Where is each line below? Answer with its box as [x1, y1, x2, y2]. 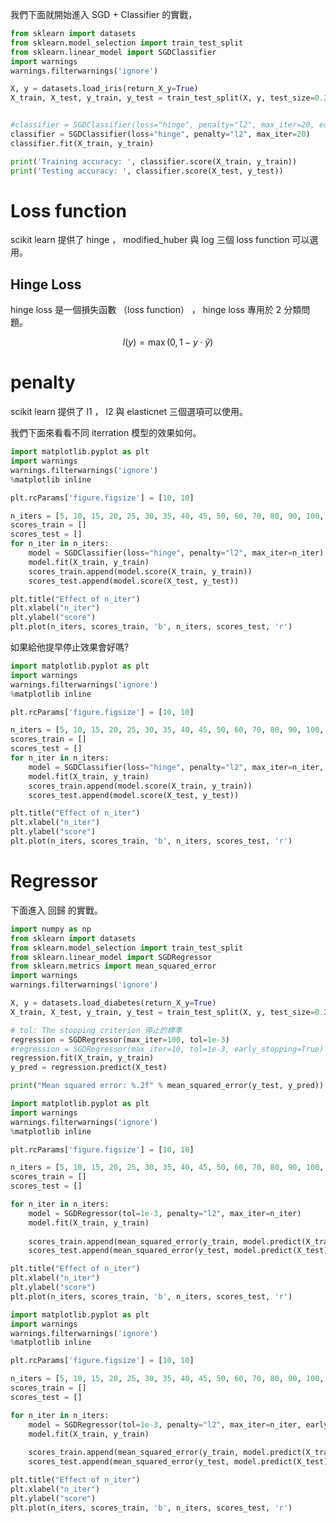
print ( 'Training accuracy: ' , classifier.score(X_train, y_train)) [10, 156, 298, 167]
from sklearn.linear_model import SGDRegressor [10, 952, 213, 962]
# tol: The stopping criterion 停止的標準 [10, 1025, 183, 1035]
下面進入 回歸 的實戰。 [10, 904, 103, 916]
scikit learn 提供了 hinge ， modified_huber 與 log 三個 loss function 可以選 [10, 234, 319, 246]
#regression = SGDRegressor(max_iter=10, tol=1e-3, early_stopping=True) [10, 1044, 325, 1054]
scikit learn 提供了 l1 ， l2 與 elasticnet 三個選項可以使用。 [10, 406, 249, 418]
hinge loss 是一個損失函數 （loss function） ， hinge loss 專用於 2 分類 [10, 304, 302, 316]
